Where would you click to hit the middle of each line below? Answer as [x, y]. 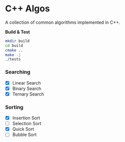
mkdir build [17, 41]
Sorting [14, 107]
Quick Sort [23, 129]
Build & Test [18, 32]
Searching [18, 72]
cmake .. [14, 50]
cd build [14, 46]
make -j [13, 55]
